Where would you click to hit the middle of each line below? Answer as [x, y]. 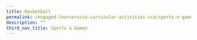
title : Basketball [28, 11]
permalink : [19, 17]
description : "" [26, 22]
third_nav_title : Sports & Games [47, 28]
